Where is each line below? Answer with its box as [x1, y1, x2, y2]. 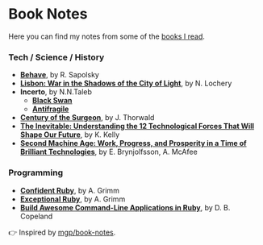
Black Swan [31, 96, 73, 106]
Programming [8, 167, 63, 178]
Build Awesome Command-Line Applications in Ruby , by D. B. [19, 202, 231, 212]
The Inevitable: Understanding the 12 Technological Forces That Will [19, 122, 255, 131]
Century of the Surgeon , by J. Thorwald [19, 113, 155, 122]
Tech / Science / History [8, 52, 105, 63]
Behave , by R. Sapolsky [19, 70, 99, 80]
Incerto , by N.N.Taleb [19, 87, 93, 97]
